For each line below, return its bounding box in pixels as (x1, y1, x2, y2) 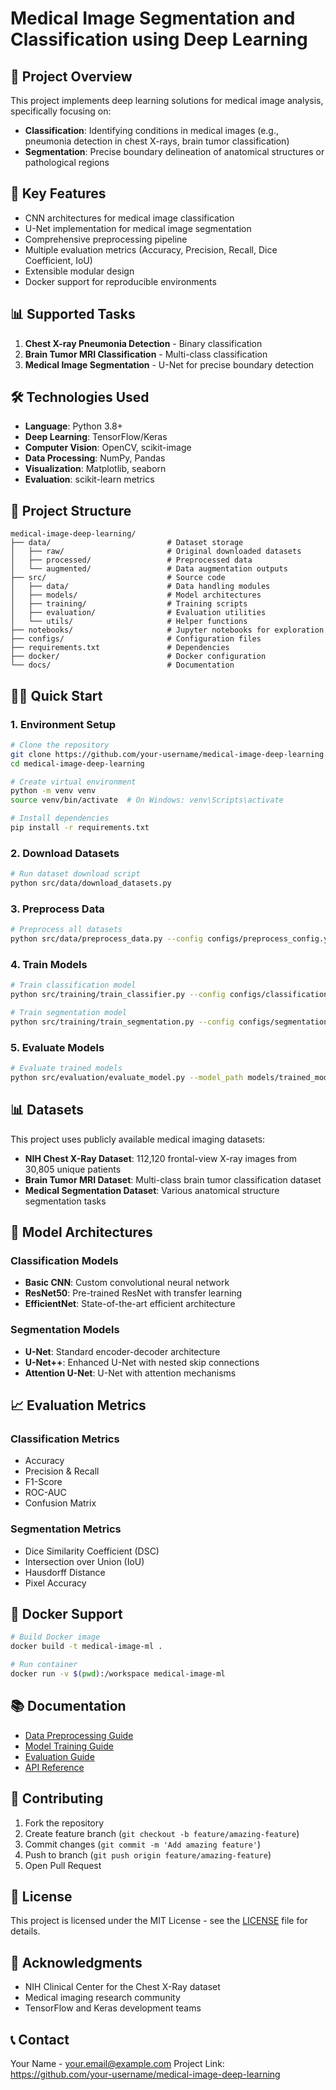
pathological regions (24, 157, 110, 168)
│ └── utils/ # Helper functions (10, 617, 248, 627)
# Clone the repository (10, 740, 110, 750)
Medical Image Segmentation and (10, 7, 296, 30)
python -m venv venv (10, 786, 97, 796)
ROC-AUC (24, 1487, 67, 1499)
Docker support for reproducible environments (24, 275, 217, 287)
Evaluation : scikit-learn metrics (24, 473, 155, 486)
